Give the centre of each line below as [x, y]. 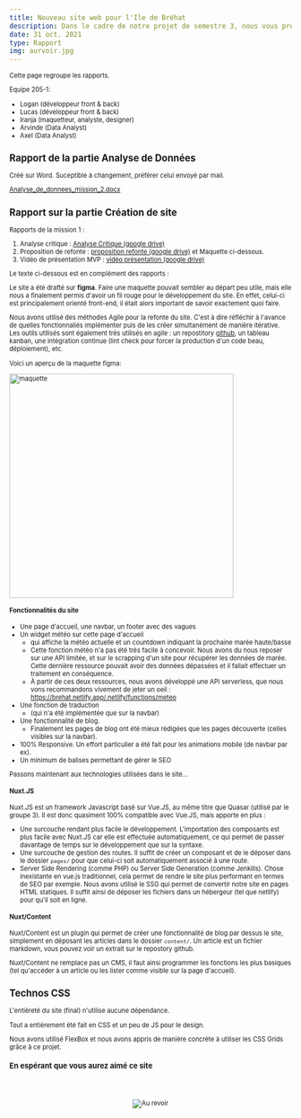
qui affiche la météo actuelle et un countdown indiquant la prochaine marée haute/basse [161, 643]
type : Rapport [36, 43]
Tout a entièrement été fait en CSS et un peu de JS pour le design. [107, 1025]
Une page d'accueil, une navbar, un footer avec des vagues [108, 627]
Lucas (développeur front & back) [69, 112]
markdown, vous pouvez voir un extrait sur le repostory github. [102, 948]
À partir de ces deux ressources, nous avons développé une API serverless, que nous [157, 682]
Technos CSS [40, 993]
